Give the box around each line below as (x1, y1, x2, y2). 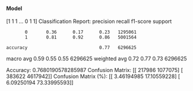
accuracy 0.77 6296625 (6, 45, 137, 51)
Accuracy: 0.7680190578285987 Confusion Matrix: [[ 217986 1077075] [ (6, 67, 183, 74)
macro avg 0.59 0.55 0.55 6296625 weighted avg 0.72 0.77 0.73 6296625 (6, 55, 187, 62)
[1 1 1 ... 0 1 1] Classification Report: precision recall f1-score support (6, 18, 172, 25)
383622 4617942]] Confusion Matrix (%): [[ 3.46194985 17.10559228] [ (6, 73, 181, 80)
